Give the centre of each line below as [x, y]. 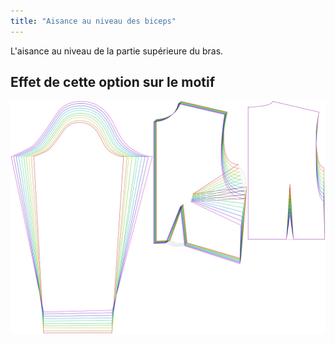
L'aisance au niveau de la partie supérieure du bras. [117, 51]
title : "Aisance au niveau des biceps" [93, 21]
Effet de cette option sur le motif [113, 82]
